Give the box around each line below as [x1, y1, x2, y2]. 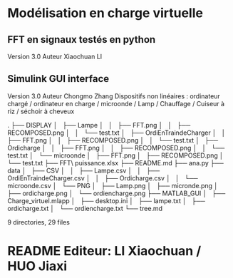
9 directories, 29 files [7, 217, 70, 226]
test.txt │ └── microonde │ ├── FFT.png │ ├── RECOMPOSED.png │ [7, 151, 224, 160]
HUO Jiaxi [7, 258, 68, 274]
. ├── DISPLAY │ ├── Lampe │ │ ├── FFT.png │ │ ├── [7, 120, 191, 129]
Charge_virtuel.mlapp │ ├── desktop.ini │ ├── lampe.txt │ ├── [7, 196, 205, 205]
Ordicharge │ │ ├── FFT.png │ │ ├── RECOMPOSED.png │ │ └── [7, 143, 225, 152]
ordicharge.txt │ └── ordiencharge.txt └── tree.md [7, 204, 162, 212]
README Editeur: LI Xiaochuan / [7, 243, 202, 259]
